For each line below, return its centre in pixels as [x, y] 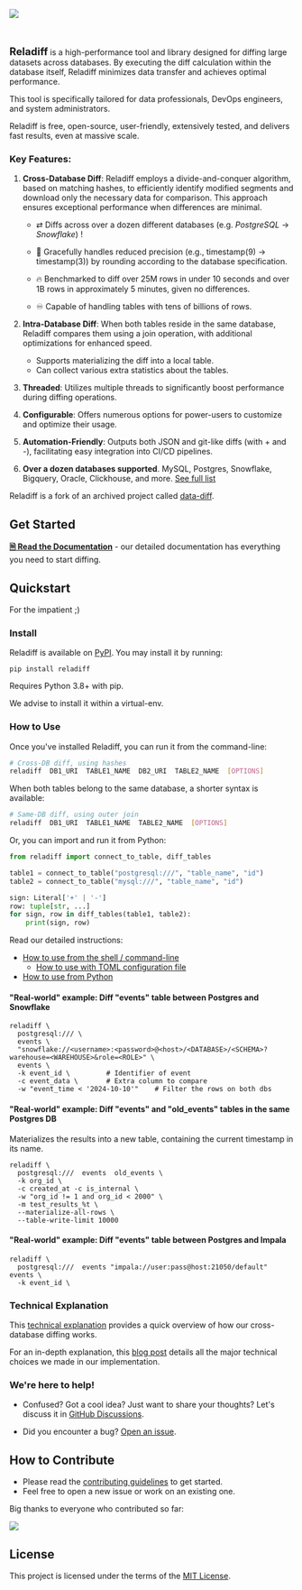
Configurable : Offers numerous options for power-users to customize [152, 415]
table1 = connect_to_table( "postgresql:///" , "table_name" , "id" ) [137, 873]
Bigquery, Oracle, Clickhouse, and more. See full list [119, 479]
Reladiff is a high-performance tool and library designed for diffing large [148, 51]
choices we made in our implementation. [85, 1362]
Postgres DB [33, 1118]
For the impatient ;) [45, 610]
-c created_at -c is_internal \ [78, 1189]
